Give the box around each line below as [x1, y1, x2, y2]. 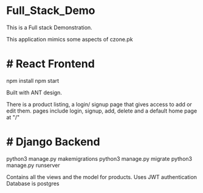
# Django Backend [6, 135, 100, 149]
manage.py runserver [6, 161, 61, 169]
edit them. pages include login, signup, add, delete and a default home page [6, 107, 198, 114]
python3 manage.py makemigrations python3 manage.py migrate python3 [6, 155, 193, 162]
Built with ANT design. [6, 89, 63, 96]
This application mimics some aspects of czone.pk [6, 35, 133, 43]
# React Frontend [6, 57, 95, 71]
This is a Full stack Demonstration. [6, 24, 92, 31]
